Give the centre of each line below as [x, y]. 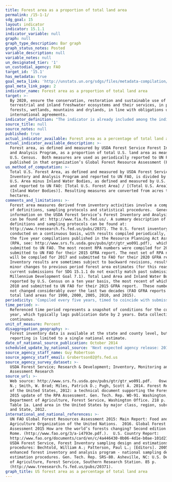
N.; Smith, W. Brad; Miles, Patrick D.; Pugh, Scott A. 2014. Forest [85, 386]
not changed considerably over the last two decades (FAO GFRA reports [88, 291]
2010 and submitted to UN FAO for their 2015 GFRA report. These [82, 286]
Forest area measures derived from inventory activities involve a [83, 205]
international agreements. [39, 115]
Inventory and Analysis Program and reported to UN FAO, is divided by [88, 177]
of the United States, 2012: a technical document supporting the [82, 390]
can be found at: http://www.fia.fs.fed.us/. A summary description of [88, 220]
